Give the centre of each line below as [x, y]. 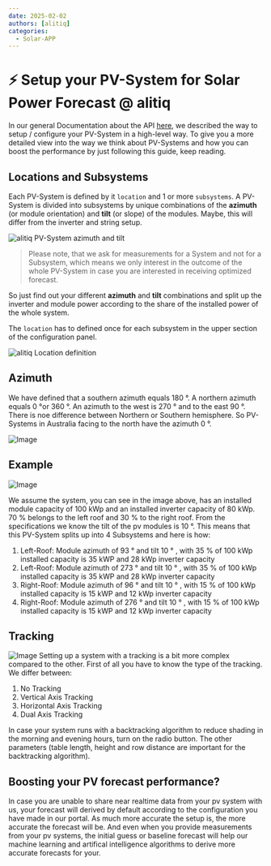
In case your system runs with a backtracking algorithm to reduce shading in [136, 730]
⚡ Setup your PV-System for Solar [124, 80]
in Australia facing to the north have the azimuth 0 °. [125, 424]
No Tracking [40, 689]
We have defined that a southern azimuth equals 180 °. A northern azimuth [132, 398]
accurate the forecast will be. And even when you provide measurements [130, 827]
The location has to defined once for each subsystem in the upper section [133, 328]
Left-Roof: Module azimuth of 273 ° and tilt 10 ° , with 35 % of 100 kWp [138, 567]
